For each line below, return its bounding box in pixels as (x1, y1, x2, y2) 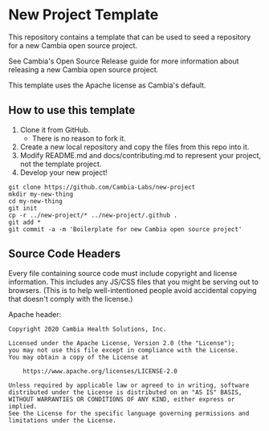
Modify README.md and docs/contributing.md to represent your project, (19, 150, 262, 160)
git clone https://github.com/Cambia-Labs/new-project (8, 183, 196, 191)
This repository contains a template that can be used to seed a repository (8, 32, 251, 42)
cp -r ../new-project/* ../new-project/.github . (8, 211, 178, 219)
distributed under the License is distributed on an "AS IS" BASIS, (8, 388, 243, 396)
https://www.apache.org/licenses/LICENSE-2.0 (22, 367, 178, 375)
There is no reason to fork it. (31, 133, 126, 143)
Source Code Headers (8, 247, 121, 261)
